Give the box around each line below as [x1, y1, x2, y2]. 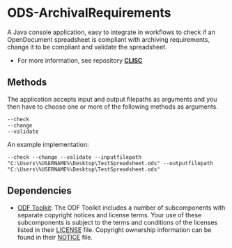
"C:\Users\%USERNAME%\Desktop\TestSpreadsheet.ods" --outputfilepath [7, 160, 214, 166]
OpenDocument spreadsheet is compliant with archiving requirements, [7, 35, 210, 43]
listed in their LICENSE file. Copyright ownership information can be [17, 225, 212, 234]
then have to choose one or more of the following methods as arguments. [7, 102, 218, 111]
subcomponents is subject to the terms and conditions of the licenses [17, 218, 218, 226]
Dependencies [7, 185, 72, 196]
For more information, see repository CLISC [17, 56, 143, 64]
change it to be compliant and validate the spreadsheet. [7, 42, 167, 51]
